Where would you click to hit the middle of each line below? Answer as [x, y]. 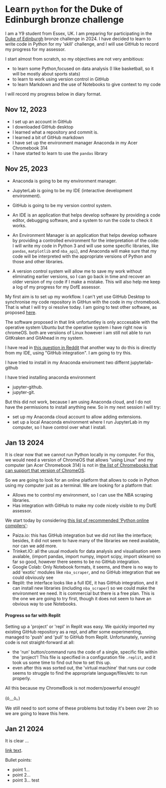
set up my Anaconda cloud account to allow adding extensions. [77, 417]
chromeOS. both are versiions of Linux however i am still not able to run [78, 332]
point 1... [21, 770]
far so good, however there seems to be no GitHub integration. [76, 562]
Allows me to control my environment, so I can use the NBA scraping [82, 495]
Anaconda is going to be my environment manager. [64, 181]
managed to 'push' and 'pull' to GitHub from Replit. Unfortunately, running [81, 637]
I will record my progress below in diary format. [53, 94]
